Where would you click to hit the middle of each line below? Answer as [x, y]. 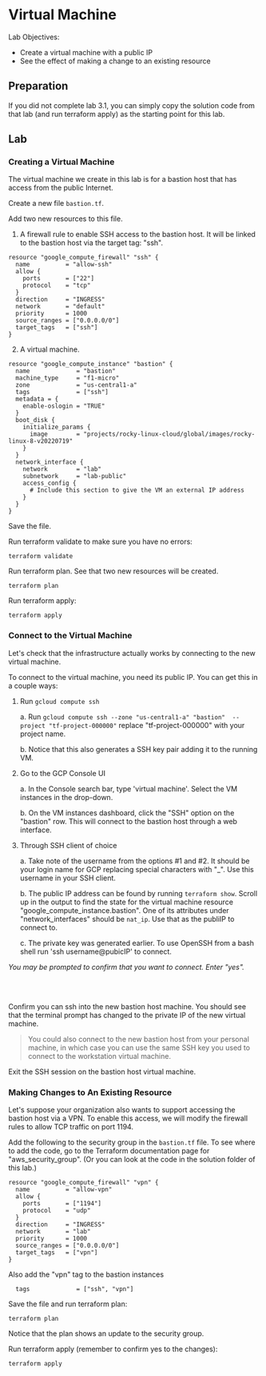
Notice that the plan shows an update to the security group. [106, 1334]
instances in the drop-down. [66, 797]
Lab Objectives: [34, 37]
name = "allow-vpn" [64, 1190]
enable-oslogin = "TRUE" [64, 406]
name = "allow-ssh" [64, 265]
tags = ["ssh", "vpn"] [75, 1289]
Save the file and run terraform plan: [68, 1304]
